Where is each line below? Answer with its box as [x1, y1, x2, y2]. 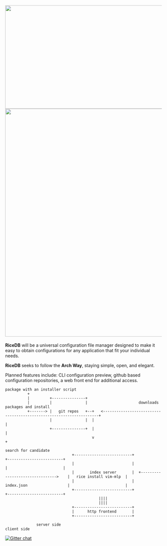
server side [36, 522, 61, 527]
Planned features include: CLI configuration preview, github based [5, 372, 141, 378]
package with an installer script [5, 387, 77, 392]
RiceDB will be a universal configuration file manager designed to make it [5, 342, 155, 348]
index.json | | [5, 483, 128, 488]
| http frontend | [72, 509, 135, 514]
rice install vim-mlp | [76, 474, 128, 479]
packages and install [5, 404, 50, 409]
